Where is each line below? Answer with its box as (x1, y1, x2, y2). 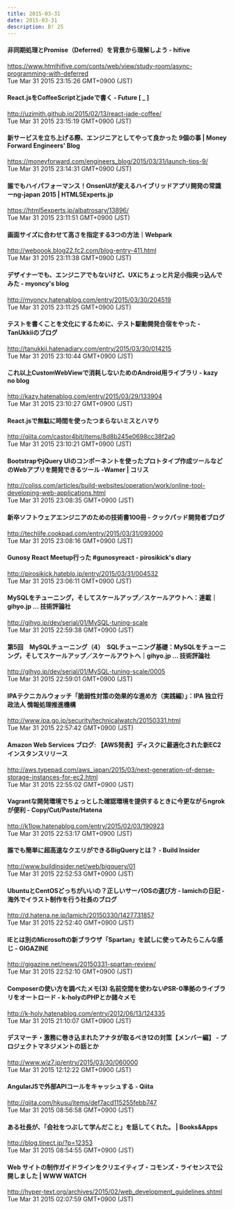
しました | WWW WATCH (13, 1171, 87, 1180)
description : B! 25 (7, 23, 64, 30)
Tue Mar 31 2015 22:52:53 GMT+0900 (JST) (7, 869, 134, 878)
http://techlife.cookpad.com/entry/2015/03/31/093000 (7, 529, 164, 537)
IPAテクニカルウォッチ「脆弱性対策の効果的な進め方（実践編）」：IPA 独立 (7, 691, 217, 700)
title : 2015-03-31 (7, 10, 61, 17)
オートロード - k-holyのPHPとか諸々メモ (19, 993, 136, 1001)
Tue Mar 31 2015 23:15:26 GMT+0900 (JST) (7, 76, 133, 85)
